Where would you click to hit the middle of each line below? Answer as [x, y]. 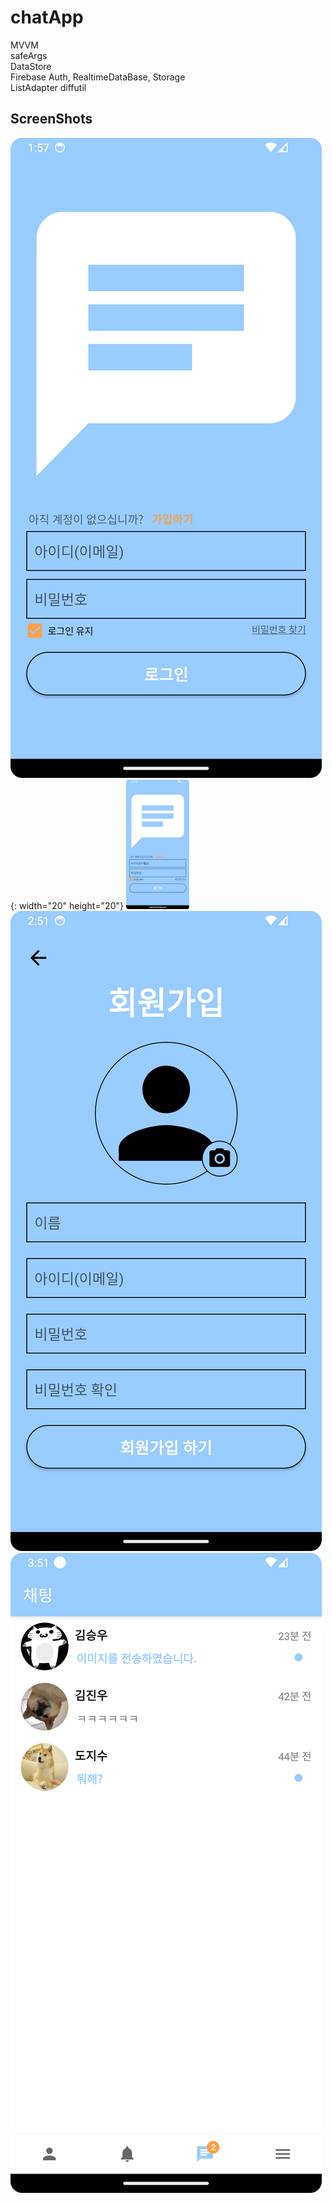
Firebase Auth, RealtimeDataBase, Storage [98, 77]
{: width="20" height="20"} [67, 905]
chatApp [47, 17]
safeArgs [29, 55]
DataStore [31, 66]
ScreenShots [51, 119]
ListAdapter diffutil [48, 87]
